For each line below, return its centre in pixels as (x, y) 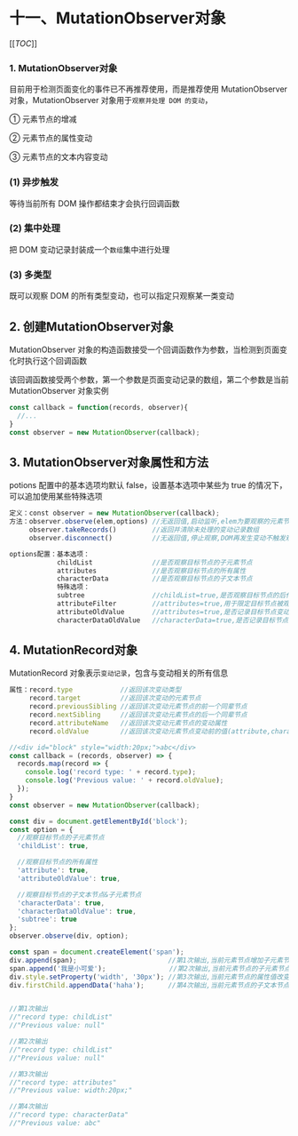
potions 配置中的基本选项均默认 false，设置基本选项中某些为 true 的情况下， (148, 485)
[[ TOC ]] (23, 43)
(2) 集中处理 (35, 228)
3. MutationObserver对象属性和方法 (109, 462)
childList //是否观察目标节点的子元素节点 (154, 562)
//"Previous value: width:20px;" (71, 1091)
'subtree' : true (47, 920)
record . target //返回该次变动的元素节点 (115, 699)
